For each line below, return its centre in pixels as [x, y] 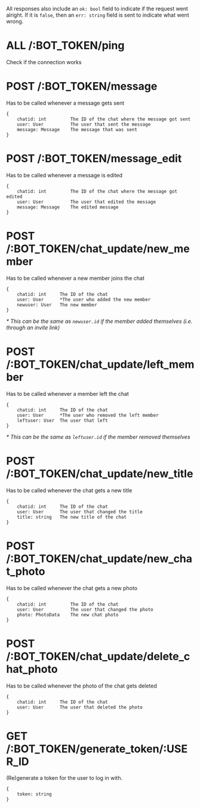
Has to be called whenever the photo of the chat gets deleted [81, 686]
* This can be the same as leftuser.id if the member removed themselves [98, 437]
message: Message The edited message [68, 207]
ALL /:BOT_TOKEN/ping [65, 46]
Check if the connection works [44, 62]
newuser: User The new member [57, 305]
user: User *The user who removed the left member [88, 415]
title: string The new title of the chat [72, 517]
